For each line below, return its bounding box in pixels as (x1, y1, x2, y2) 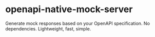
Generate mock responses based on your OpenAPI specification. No (5, 20, 150, 26)
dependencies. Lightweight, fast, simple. (5, 25, 91, 31)
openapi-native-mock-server (5, 4, 133, 15)
